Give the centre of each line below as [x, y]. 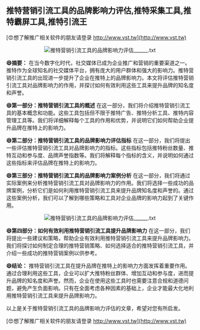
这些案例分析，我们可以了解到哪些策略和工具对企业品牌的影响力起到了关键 [97, 198]
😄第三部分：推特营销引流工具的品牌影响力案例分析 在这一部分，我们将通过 [98, 175]
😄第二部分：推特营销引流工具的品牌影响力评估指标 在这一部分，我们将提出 [98, 140]
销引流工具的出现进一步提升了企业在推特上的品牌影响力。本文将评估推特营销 [100, 78]
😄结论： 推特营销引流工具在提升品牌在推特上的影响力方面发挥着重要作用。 [98, 266]
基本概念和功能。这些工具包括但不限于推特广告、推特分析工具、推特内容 [105, 113]
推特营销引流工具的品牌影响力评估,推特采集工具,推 [99, 11]
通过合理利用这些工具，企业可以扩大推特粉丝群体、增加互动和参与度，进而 [97, 273]
